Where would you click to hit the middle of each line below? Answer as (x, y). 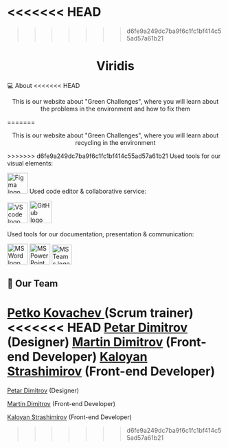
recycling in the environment (115, 142)
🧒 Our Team (33, 283)
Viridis (115, 66)
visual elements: (30, 163)
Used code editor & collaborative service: (88, 191)
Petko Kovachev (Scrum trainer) (100, 313)
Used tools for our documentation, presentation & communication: (101, 234)
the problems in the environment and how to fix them (115, 109)
